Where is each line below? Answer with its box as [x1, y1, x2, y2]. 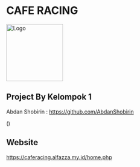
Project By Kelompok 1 [6, 92, 92, 102]
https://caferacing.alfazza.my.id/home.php [6, 153, 113, 161]
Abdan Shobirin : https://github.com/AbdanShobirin [6, 107, 134, 115]
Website [6, 137, 38, 148]
